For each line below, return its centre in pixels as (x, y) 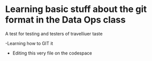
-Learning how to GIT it (29, 43)
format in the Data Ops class (65, 20)
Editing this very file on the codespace (52, 53)
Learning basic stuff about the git (76, 9)
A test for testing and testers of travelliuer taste (54, 33)
